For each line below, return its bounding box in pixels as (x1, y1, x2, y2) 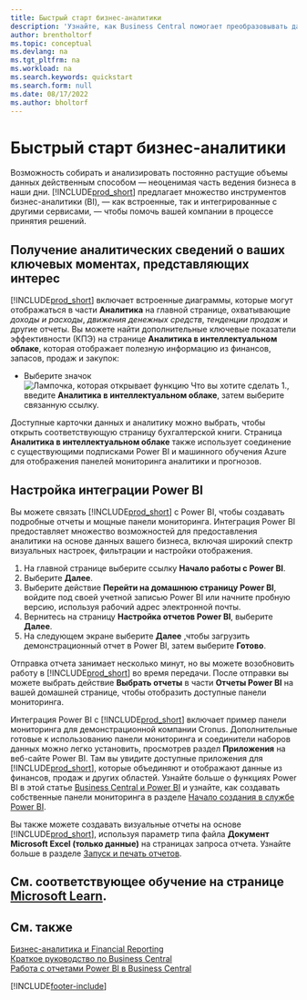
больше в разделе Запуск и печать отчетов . (10, 848, 182, 859)
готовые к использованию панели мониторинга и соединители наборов (10, 733, 291, 744)
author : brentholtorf (10, 30, 93, 39)
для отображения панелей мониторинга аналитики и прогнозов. (10, 456, 262, 467)
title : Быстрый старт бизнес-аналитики (10, 13, 162, 23)
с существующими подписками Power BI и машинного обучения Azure (10, 446, 287, 457)
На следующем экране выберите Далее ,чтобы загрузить (23, 630, 251, 641)
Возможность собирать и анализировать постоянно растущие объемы (10, 168, 288, 179)
